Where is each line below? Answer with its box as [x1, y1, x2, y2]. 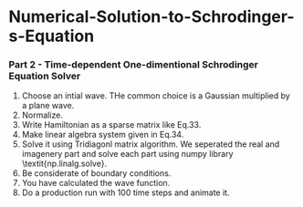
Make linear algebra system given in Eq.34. [21, 129, 184, 140]
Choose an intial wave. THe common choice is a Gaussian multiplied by [21, 90, 291, 101]
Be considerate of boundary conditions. [21, 168, 172, 179]
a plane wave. [21, 100, 75, 111]
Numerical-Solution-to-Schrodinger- [8, 6, 295, 27]
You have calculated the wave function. [21, 178, 171, 189]
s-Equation [8, 26, 95, 47]
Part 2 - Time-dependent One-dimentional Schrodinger [8, 58, 259, 71]
